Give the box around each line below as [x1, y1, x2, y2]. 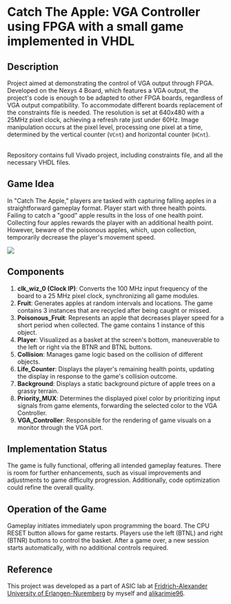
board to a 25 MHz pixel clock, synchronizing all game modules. [17, 291, 200, 300]
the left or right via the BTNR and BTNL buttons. [17, 342, 153, 351]
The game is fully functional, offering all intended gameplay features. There [7, 461, 221, 470]
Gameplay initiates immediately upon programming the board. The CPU [7, 521, 210, 530]
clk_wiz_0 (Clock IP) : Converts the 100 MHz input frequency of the [17, 284, 208, 293]
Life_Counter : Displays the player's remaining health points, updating [17, 364, 214, 373]
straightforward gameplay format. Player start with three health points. [7, 204, 207, 212]
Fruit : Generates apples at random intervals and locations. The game [17, 299, 213, 307]
